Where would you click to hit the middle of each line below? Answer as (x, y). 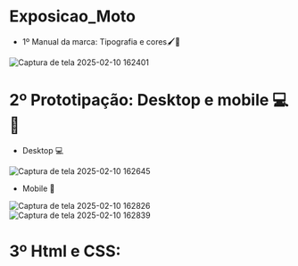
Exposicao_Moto (73, 17)
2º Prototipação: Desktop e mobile (139, 100)
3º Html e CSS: (65, 251)
